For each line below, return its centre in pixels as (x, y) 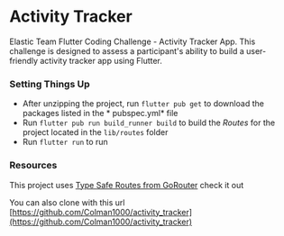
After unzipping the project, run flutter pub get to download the (143, 104)
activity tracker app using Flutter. (101, 60)
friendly (24, 60)
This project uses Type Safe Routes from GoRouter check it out (127, 185)
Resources (33, 166)
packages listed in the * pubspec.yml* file (100, 113)
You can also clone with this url (67, 202)
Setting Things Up (50, 84)
